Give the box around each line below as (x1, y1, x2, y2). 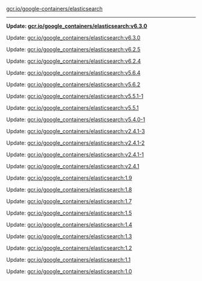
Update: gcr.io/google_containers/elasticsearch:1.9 (6, 174, 132, 182)
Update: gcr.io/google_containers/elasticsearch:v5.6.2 (6, 81, 141, 88)
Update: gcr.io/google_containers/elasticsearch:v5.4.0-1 (6, 116, 145, 123)
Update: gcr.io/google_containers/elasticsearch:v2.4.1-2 (6, 139, 145, 147)
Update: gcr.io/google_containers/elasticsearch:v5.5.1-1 (6, 93, 144, 99)
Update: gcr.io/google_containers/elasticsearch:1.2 (6, 244, 132, 251)
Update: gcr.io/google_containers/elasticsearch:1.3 (6, 233, 132, 240)
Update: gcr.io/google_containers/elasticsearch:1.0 (6, 268, 132, 275)
